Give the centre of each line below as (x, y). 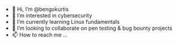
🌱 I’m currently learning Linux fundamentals (66, 22)
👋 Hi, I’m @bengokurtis (40, 9)
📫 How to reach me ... (40, 35)
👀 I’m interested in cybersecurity (52, 15)
